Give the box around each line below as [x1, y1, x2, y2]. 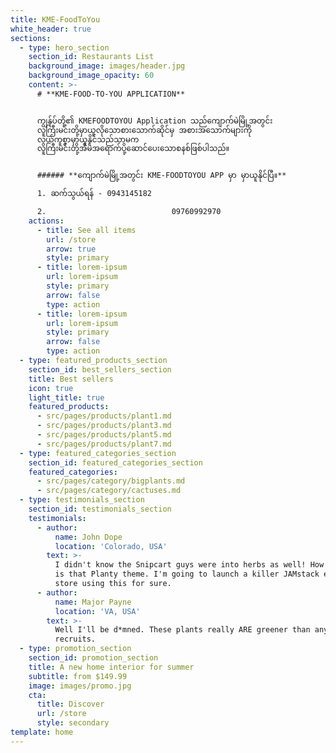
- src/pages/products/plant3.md [36, 421, 172, 431]
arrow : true [46, 244, 97, 254]
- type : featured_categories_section [19, 448, 177, 458]
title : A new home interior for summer [28, 662, 195, 672]
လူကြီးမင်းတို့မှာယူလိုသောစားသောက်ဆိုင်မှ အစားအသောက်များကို [36, 125, 253, 135]
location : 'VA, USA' [54, 606, 141, 616]
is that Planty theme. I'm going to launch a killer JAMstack [54, 569, 320, 580]
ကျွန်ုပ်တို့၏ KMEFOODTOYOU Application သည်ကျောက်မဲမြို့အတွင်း [36, 116, 273, 126]
